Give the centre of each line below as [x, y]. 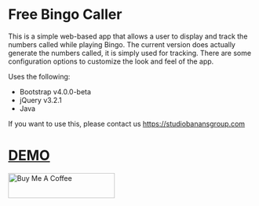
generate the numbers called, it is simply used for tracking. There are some [130, 53]
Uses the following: [39, 76]
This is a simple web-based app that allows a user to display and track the [128, 36]
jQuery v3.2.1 [40, 100]
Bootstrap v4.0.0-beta [55, 91]
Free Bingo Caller [65, 15]
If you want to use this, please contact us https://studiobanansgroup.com [127, 123]
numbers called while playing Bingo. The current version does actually [122, 44]
